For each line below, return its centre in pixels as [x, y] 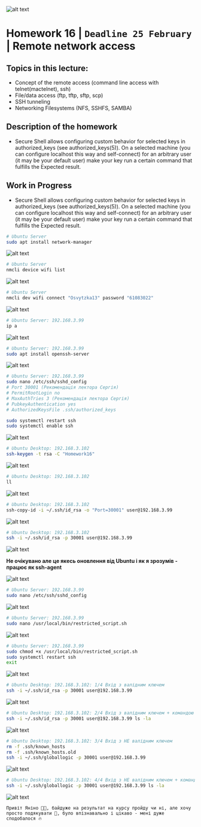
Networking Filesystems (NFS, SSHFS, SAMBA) [73, 108]
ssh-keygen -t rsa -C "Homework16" [51, 454]
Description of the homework [62, 127]
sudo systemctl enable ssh [40, 426]
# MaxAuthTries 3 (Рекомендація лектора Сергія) [68, 398]
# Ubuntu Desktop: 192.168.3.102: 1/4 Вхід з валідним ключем [85, 685]
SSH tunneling [33, 102]
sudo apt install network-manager [49, 242]
